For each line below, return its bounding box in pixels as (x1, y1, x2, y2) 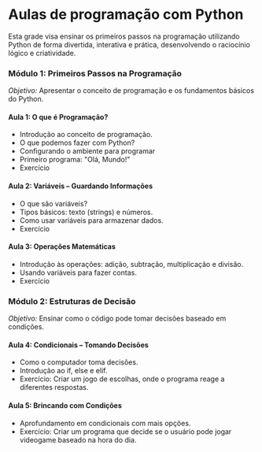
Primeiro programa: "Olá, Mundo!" (19, 155, 131, 165)
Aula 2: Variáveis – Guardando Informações (8, 181, 153, 191)
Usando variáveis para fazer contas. (19, 268, 138, 277)
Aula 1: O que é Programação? (8, 112, 109, 121)
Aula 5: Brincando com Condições (8, 400, 122, 410)
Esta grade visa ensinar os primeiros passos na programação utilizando (8, 31, 240, 41)
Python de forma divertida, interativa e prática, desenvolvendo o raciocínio (8, 39, 250, 49)
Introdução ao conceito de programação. (19, 130, 153, 139)
